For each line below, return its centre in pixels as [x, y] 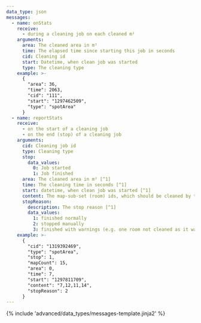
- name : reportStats [37, 118]
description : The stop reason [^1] [72, 207]
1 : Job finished [53, 174]
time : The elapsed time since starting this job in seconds [98, 51]
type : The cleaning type [53, 68]
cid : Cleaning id [44, 56]
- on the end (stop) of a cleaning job [71, 135]
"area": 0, [41, 269]
